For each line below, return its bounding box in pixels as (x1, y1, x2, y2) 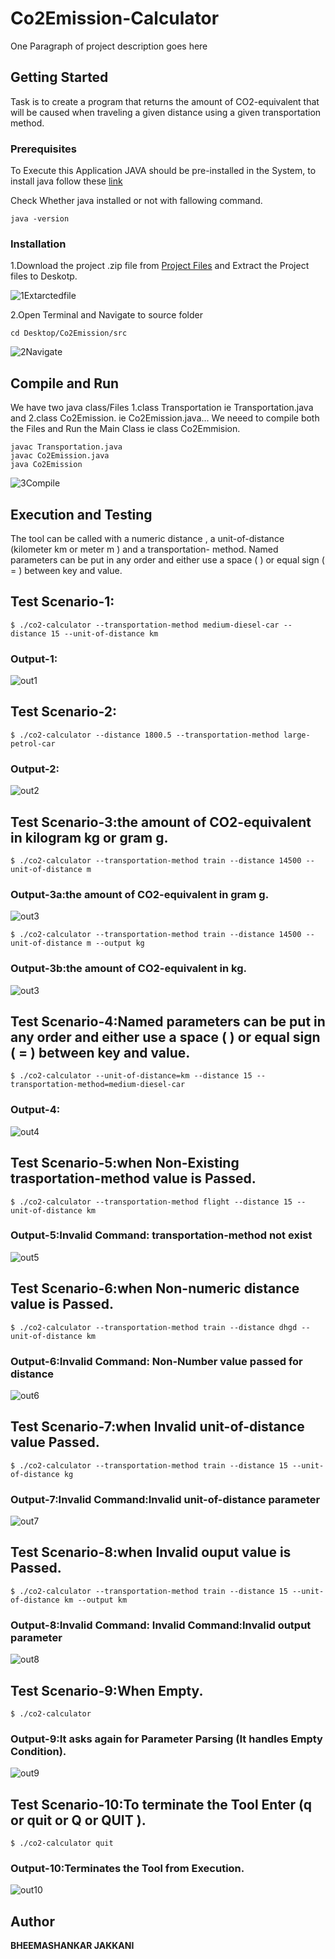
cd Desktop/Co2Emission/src (10, 328, 128, 339)
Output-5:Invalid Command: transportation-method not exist (10, 1228, 313, 1242)
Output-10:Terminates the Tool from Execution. (10, 1861, 245, 1875)
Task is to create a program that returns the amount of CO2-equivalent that (10, 95, 320, 107)
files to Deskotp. (10, 270, 78, 282)
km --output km (63, 1595, 128, 1605)
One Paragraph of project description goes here (10, 40, 208, 52)
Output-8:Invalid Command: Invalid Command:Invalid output (10, 1618, 312, 1632)
